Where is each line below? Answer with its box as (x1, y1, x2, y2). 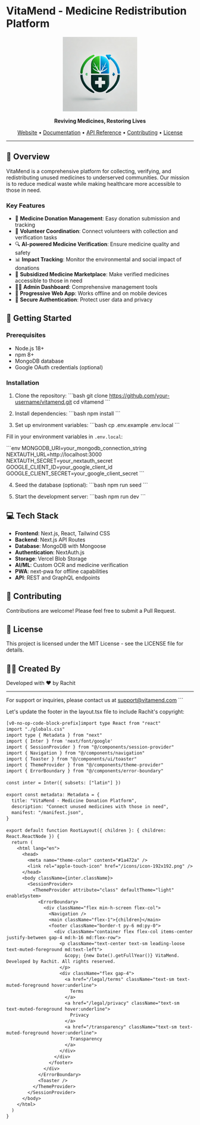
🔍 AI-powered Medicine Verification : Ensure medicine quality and (14, 241, 180, 248)
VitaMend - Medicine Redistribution (6, 4, 187, 18)
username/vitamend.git (14, 398, 73, 406)
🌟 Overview (6, 152, 50, 162)
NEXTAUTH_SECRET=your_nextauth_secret (6, 457, 113, 465)
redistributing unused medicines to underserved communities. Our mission (6, 174, 189, 181)
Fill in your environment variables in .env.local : (6, 433, 123, 440)
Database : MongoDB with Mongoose (14, 542, 106, 549)
